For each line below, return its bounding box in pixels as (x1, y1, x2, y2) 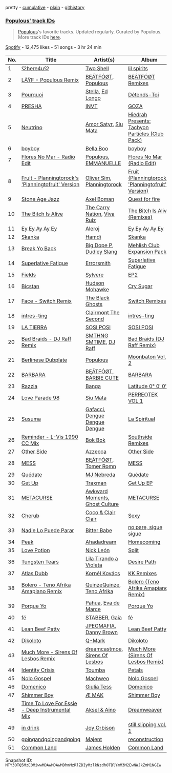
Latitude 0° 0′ (127, 383, 161, 390)
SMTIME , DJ (85, 338, 116, 345)
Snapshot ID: (5, 757, 33, 763)
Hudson (85, 279, 105, 287)
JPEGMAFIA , (85, 622, 116, 629)
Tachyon (127, 124, 149, 131)
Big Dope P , (85, 242, 114, 249)
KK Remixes (127, 570, 157, 577)
